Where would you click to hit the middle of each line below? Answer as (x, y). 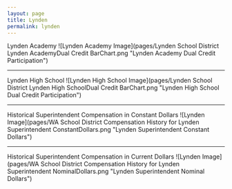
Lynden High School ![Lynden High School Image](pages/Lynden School (110, 81)
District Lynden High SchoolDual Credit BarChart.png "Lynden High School (113, 88)
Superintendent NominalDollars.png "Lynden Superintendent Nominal (106, 171)
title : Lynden (28, 20)
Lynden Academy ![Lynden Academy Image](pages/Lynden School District (113, 46)
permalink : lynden (33, 26)
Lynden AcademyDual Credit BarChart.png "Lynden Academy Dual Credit (112, 53)
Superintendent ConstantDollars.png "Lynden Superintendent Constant (108, 130)
